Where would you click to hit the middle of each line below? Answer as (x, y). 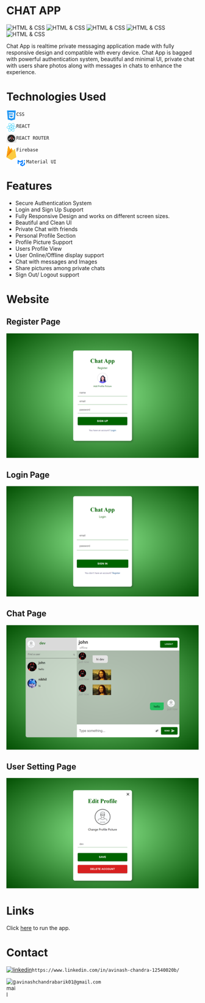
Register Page (34, 322)
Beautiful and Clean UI (43, 222)
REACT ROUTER (33, 138)
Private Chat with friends (46, 229)
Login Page (28, 475)
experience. (21, 72)
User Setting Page (41, 766)
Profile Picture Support (44, 242)
